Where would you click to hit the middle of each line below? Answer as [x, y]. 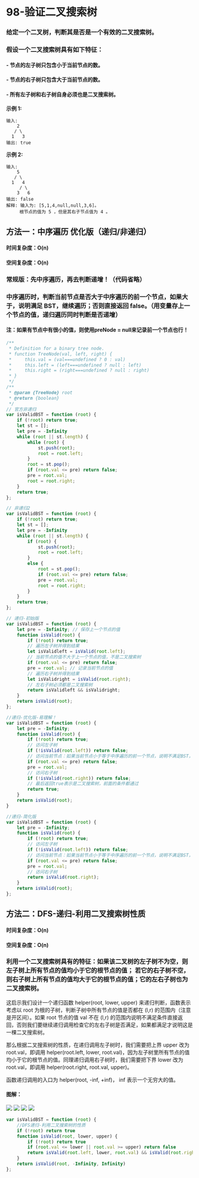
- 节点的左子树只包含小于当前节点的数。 [55, 65]
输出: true [19, 143]
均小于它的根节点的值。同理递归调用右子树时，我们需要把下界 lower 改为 [95, 1059]
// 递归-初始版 [23, 618]
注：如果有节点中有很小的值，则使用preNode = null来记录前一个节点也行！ [97, 330]
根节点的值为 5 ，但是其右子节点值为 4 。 [65, 212]
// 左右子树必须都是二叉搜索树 [60, 685]
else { [36, 564]
